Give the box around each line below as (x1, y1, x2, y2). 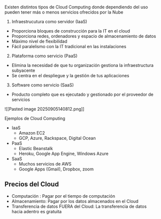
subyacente (11, 67, 35, 73)
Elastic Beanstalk (18, 146, 53, 151)
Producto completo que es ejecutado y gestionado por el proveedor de (11, 92, 154, 97)
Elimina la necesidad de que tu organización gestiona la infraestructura (11, 63, 154, 68)
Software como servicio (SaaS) (11, 82, 74, 88)
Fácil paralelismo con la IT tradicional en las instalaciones (11, 44, 127, 49)
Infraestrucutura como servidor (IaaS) (11, 19, 88, 24)
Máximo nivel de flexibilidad (11, 38, 67, 44)
